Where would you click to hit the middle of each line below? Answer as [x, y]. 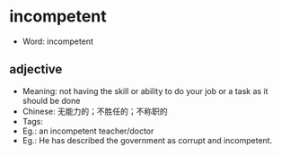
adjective [36, 69]
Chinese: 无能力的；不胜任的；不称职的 [95, 111]
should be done [51, 100]
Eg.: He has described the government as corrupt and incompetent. [147, 140]
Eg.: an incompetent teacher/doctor [88, 131]
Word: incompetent [58, 41]
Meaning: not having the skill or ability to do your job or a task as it [145, 90]
